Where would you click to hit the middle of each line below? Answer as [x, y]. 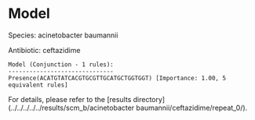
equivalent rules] [38, 85]
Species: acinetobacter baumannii [63, 35]
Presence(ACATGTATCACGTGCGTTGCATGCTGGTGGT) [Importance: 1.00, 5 [117, 78]
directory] [149, 99]
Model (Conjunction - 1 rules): [61, 64]
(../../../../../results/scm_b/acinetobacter [71, 108]
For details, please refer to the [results [70, 99]
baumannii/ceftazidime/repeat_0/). [192, 108]
